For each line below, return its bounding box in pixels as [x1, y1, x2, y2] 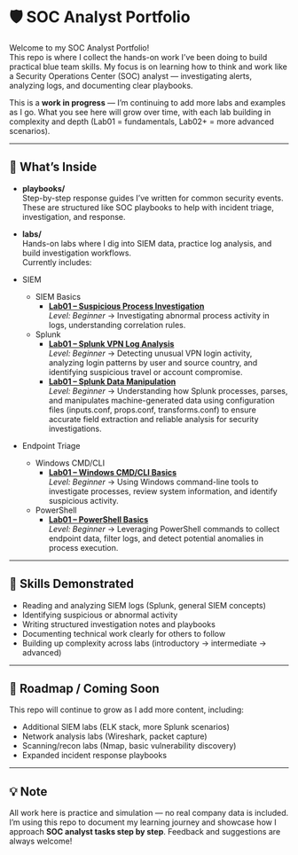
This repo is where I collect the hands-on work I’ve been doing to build [9, 51, 268, 62]
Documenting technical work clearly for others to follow [21, 628, 226, 639]
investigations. [48, 423, 102, 434]
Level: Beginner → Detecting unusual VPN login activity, [48, 348, 253, 358]
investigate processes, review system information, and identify [48, 485, 278, 497]
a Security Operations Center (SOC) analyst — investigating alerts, [9, 70, 253, 81]
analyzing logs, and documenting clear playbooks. [9, 80, 193, 90]
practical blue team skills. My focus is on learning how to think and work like [9, 61, 288, 72]
